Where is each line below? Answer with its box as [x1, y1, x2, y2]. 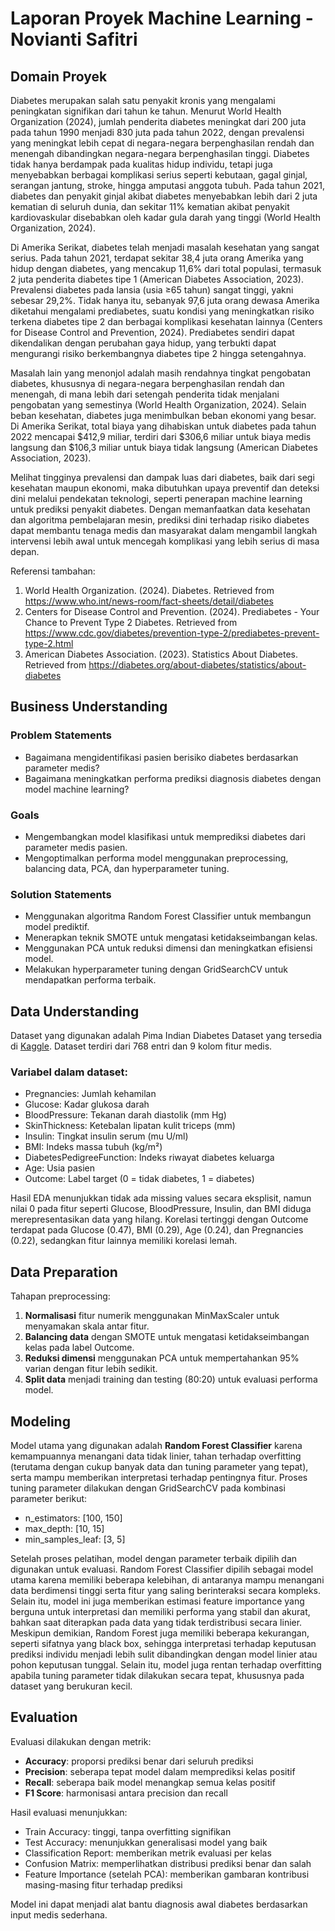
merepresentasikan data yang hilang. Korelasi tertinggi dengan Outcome [10, 1213, 309, 1226]
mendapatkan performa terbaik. [24, 974, 157, 986]
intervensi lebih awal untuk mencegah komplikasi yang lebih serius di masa [10, 535, 320, 547]
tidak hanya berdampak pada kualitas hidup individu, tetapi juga [10, 158, 273, 170]
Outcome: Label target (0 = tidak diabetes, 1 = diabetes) [24, 1173, 255, 1185]
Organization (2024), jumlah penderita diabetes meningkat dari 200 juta [10, 116, 307, 127]
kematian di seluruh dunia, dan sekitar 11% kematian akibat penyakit [10, 201, 290, 212]
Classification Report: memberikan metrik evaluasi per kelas [24, 1847, 272, 1859]
